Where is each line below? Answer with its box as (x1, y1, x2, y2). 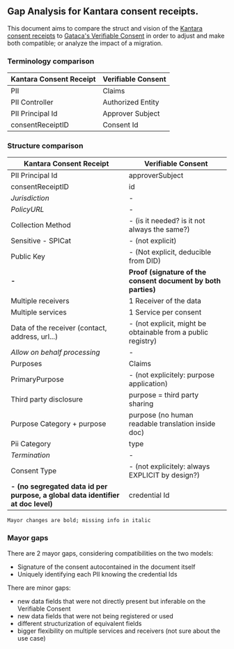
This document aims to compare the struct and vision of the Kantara (7, 24, 203, 32)
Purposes (10, 359, 42, 369)
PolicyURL (10, 205, 45, 215)
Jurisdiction (10, 193, 50, 203)
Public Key (10, 252, 45, 261)
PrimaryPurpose (10, 374, 64, 384)
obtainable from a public (128, 328, 209, 337)
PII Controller (10, 98, 54, 107)
